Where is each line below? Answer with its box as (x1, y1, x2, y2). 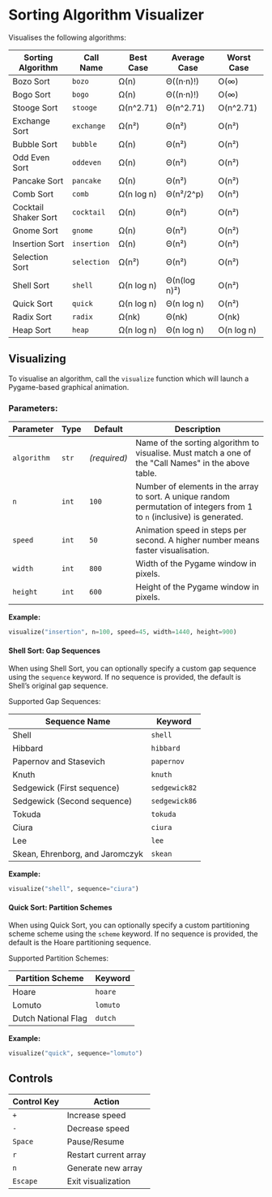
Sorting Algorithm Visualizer (8, 6, 205, 24)
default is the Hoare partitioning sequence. (8, 938, 151, 948)
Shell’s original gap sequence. (8, 681, 108, 691)
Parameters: (8, 402, 58, 413)
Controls (8, 1072, 53, 1086)
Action (93, 1095, 120, 1107)
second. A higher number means (135, 534, 260, 546)
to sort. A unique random (135, 491, 231, 503)
